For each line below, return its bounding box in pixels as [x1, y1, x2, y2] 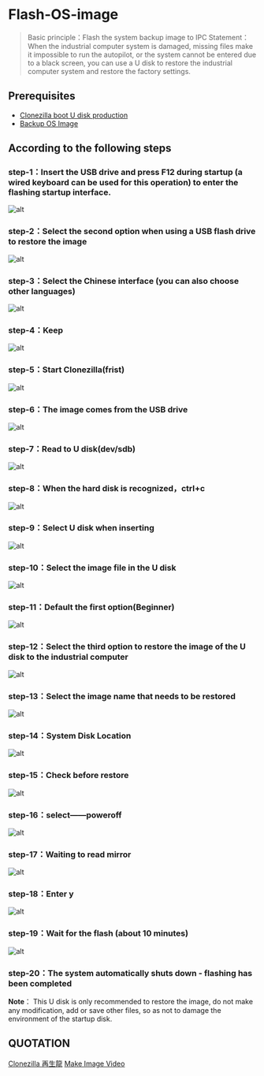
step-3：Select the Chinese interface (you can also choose [8, 275, 239, 286]
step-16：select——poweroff [8, 810, 122, 821]
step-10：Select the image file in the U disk [8, 562, 177, 573]
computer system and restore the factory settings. [27, 66, 191, 76]
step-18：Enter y [8, 888, 74, 899]
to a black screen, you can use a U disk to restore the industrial [27, 58, 232, 68]
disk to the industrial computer [8, 652, 128, 663]
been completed [8, 977, 73, 989]
